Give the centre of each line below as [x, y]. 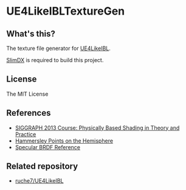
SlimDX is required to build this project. [55, 60]
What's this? [31, 34]
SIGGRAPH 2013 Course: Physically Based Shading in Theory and [97, 128]
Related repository [42, 167]
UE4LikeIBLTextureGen [66, 11]
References [29, 113]
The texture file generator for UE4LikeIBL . [59, 48]
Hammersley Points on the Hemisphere [64, 141]
